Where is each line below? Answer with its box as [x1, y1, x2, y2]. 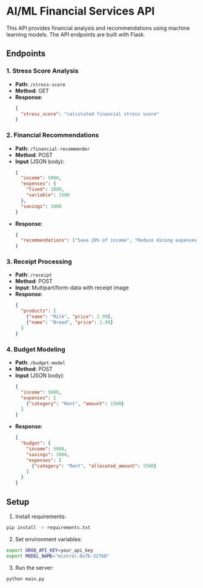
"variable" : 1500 [26, 192, 70, 198]
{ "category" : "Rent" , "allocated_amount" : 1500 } [31, 463, 157, 469]
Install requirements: [15, 513, 67, 520]
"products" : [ [21, 308, 56, 314]
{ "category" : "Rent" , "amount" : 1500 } [26, 400, 124, 407]
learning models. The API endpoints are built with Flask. [6, 30, 145, 38]
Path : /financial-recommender [15, 145, 90, 152]
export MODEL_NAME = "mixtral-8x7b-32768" [6, 553, 110, 559]
